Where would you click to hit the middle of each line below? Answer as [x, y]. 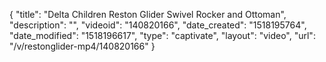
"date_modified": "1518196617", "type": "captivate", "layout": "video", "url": [162, 35]
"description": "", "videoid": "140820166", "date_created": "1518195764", [158, 25]
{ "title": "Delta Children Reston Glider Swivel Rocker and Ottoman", [148, 14]
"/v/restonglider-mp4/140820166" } [82, 46]
